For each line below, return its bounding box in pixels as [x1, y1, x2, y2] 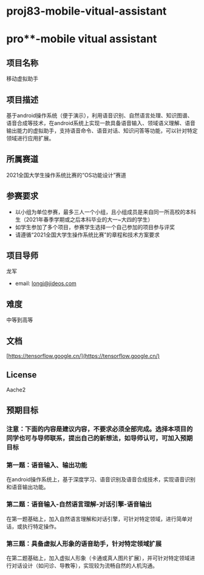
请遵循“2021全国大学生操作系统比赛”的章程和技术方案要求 [15, 231, 160, 238]
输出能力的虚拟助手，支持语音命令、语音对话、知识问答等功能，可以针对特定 [6, 127, 198, 134]
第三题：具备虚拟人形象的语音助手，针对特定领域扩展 [6, 539, 162, 548]
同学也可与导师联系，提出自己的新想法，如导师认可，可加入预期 [6, 434, 193, 442]
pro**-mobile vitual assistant [6, 32, 157, 46]
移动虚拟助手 [6, 75, 38, 83]
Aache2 [6, 386, 26, 393]
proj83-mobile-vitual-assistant [6, 4, 167, 18]
